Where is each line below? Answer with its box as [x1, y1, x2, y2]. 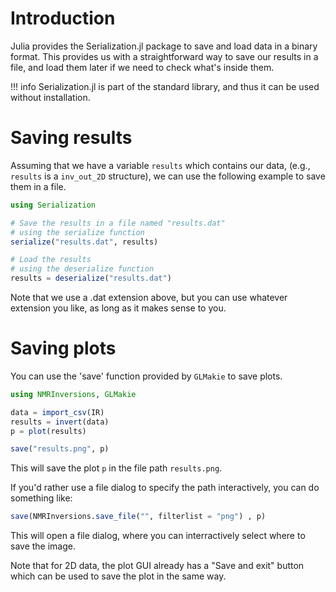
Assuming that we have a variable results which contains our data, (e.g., [10, 159, 311, 171]
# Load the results [10, 255, 92, 265]
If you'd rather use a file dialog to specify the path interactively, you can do [10, 482, 320, 494]
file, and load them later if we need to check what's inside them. [10, 61, 275, 73]
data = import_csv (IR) [10, 407, 105, 417]
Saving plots [10, 337, 117, 360]
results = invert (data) [10, 417, 110, 427]
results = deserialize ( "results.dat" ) [10, 273, 172, 284]
